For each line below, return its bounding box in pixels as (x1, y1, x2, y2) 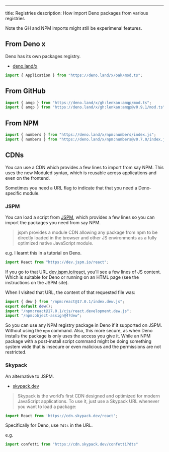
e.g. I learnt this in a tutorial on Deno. (5, 249, 82, 256)
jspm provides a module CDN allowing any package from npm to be (17, 229, 158, 235)
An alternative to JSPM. (5, 373, 54, 379)
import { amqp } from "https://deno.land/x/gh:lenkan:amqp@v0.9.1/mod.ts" (5, 105, 165, 110)
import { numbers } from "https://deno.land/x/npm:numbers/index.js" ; (5, 132, 156, 137)
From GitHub (5, 87, 46, 95)
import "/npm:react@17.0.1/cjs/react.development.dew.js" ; (5, 309, 132, 314)
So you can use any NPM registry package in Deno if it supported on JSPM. (5, 322, 162, 328)
